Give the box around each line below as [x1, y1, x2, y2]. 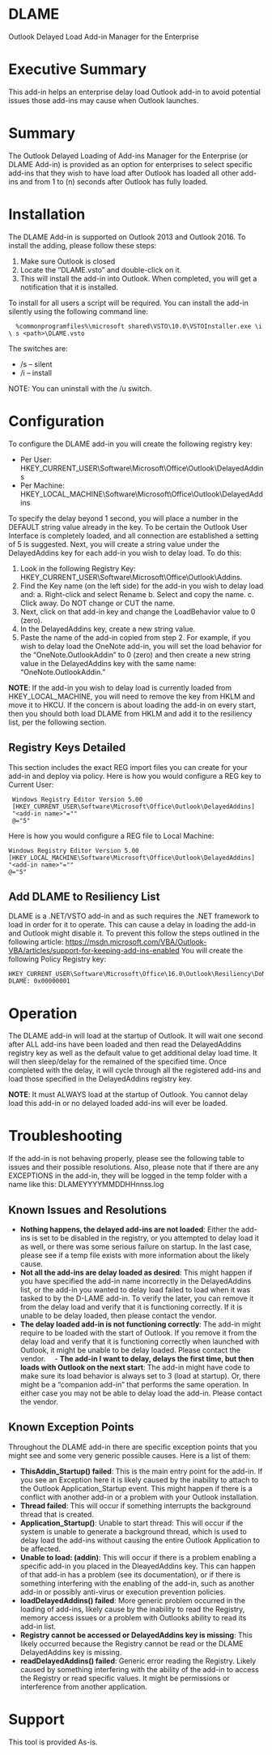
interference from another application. [19, 1681, 148, 1692]
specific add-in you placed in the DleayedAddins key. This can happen [19, 1561, 257, 1571]
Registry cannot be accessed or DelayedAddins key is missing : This [19, 1630, 253, 1640]
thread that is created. [19, 1509, 95, 1519]
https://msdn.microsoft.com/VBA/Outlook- [65, 937, 207, 947]
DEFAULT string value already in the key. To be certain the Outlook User [8, 522, 249, 531]
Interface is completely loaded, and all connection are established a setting [8, 531, 259, 540]
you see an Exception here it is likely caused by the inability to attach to [19, 1474, 259, 1485]
